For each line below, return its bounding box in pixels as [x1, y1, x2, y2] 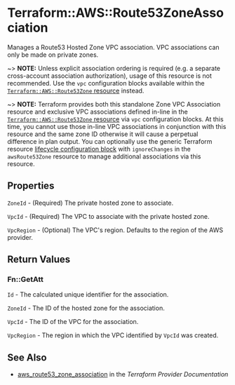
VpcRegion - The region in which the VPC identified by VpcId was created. [7, 331, 219, 339]
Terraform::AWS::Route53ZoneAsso [7, 5, 224, 21]
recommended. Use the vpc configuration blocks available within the [7, 79, 205, 87]
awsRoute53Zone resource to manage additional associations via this [7, 152, 201, 161]
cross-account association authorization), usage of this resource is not [7, 72, 212, 80]
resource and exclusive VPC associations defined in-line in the [7, 107, 188, 116]
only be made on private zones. [7, 50, 99, 59]
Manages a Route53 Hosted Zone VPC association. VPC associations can [7, 43, 220, 51]
